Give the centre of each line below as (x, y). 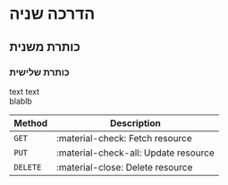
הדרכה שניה (52, 14)
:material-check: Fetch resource (124, 138)
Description (135, 122)
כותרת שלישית (39, 72)
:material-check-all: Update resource (135, 153)
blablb (21, 101)
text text (25, 91)
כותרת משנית (45, 47)
